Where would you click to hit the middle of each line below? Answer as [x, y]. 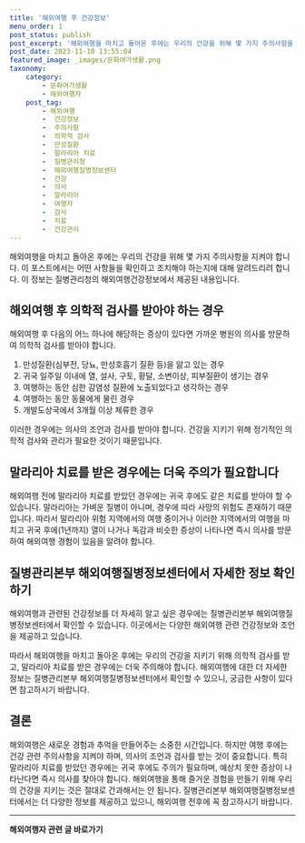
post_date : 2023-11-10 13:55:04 [70, 52]
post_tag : [44, 102]
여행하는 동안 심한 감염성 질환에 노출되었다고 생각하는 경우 [126, 387]
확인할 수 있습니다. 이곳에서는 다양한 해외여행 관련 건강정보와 [171, 625]
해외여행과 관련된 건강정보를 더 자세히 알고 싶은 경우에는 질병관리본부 [132, 613]
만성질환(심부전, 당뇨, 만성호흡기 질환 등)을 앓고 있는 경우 [123, 365]
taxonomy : [28, 69]
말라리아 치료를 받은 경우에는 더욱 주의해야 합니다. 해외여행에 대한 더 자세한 [154, 667]
